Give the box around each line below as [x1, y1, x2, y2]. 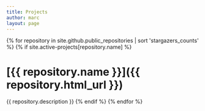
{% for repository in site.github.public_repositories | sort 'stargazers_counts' [6, 37, 199, 45]
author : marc [6, 15, 40, 21]
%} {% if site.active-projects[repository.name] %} [6, 43, 132, 51]
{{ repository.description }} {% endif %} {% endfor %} [6, 98, 143, 106]
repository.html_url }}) [6, 77, 124, 91]
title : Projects [6, 9, 48, 15]
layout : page [6, 20, 40, 26]
